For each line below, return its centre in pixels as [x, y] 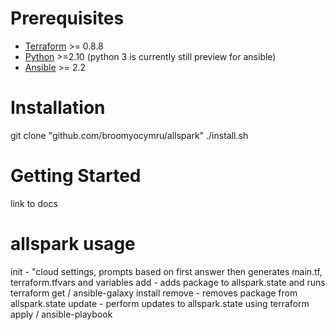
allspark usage [73, 244]
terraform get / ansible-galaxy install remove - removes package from [154, 293]
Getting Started [76, 176]
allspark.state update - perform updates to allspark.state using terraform [160, 303]
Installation [58, 108]
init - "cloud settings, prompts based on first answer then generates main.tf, [166, 271]
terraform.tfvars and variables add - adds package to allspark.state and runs [168, 282]
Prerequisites [67, 18]
